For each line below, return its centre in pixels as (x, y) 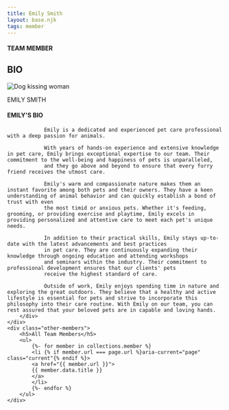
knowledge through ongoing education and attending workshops (98, 256)
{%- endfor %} (52, 388)
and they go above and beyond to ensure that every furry (128, 166)
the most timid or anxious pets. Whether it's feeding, (125, 208)
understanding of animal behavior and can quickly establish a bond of (111, 196)
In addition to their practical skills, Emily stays (120, 238)
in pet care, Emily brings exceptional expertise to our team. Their (109, 154)
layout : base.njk (32, 20)
